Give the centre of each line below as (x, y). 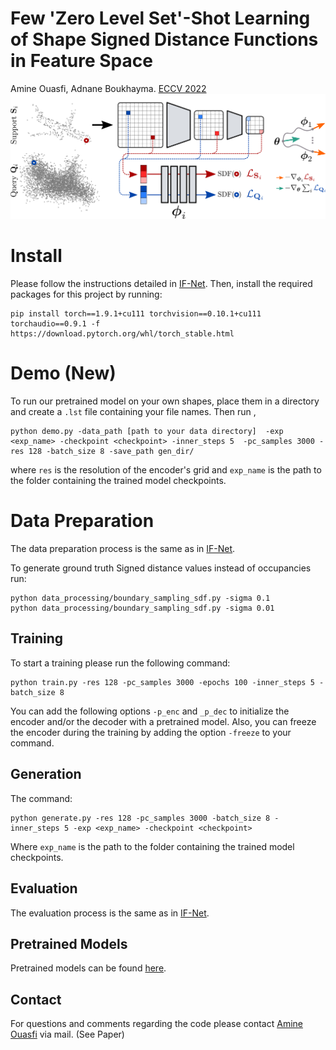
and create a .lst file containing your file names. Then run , (133, 412)
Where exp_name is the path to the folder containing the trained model (152, 846)
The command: (41, 798)
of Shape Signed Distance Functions (164, 39)
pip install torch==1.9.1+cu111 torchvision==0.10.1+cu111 (136, 314)
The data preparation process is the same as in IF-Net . (123, 549)
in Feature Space (81, 61)
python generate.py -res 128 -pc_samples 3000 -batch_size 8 (140, 818)
